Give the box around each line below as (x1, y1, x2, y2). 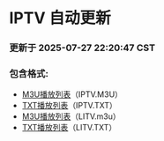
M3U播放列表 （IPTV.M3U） (21, 89, 123, 100)
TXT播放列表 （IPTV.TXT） (21, 100, 117, 111)
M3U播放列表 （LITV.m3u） (21, 111, 121, 122)
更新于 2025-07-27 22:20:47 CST (9, 41, 156, 54)
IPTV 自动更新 (9, 8, 112, 28)
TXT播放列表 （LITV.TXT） (21, 122, 117, 133)
